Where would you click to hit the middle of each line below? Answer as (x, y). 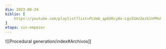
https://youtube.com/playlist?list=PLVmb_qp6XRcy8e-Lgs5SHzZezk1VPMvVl (89, 18)
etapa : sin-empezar (25, 28)
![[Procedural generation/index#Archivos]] (48, 41)
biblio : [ (15, 14)
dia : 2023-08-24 (22, 9)
